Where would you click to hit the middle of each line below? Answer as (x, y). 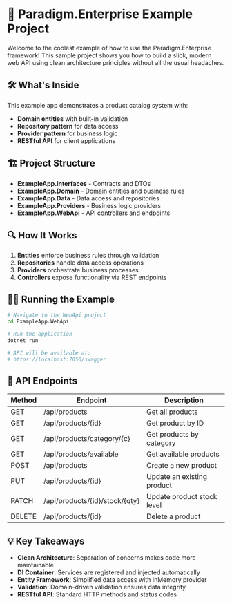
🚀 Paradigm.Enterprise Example (100, 14)
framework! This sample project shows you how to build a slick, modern (109, 55)
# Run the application (40, 334)
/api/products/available (81, 454)
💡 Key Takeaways (46, 541)
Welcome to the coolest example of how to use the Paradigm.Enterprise (109, 48)
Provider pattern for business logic (67, 133)
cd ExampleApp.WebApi (38, 322)
